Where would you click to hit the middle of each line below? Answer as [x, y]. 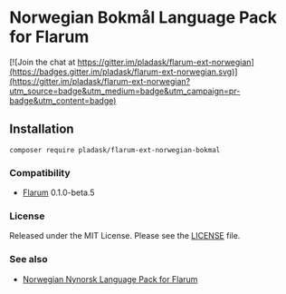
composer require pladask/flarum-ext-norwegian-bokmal [115, 150]
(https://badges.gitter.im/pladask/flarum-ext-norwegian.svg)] [124, 72]
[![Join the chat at [43, 62]
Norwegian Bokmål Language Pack [143, 18]
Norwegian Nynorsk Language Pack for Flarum [110, 279]
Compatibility [40, 172]
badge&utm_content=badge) [63, 100]
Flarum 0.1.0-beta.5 [58, 192]
